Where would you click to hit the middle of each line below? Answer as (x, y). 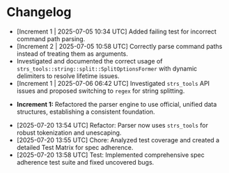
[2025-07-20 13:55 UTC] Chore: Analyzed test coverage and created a (118, 140)
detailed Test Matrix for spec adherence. (75, 147)
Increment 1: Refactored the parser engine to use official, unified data (117, 104)
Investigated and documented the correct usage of (89, 61)
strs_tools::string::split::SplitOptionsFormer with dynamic (107, 68)
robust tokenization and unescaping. (69, 133)
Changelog (39, 12)
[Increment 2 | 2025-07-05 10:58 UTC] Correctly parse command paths (119, 46)
